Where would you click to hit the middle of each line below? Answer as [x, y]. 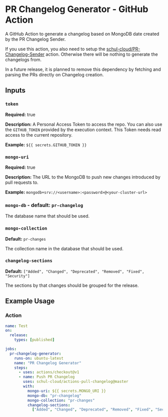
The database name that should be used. [47, 216]
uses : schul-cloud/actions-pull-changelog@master [76, 382]
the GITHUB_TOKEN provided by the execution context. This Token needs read [83, 130]
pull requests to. [22, 182]
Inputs [15, 91]
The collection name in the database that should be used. [64, 248]
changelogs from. [23, 59]
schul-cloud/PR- [123, 49]
